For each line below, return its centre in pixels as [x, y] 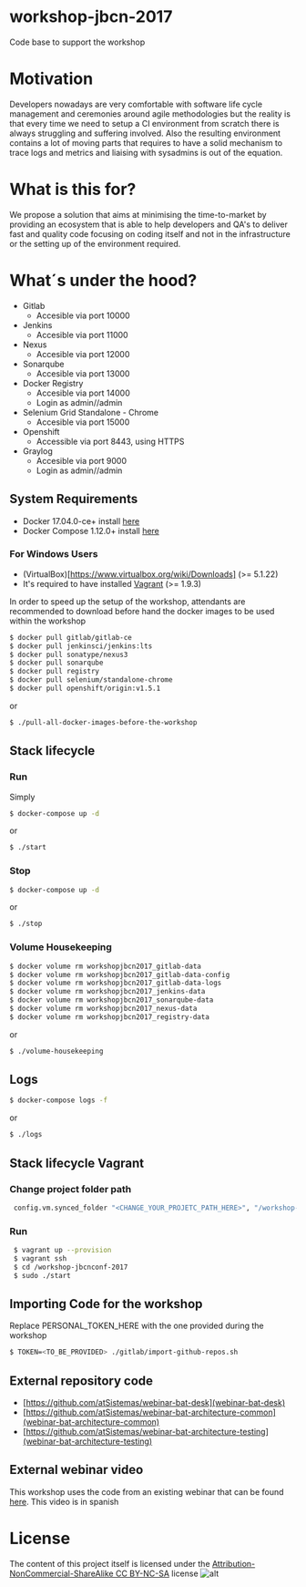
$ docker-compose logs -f [58, 1100]
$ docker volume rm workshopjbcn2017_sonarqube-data [112, 1000]
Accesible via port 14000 [83, 393]
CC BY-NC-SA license [157, 1573]
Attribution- [234, 1563]
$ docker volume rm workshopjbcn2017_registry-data [109, 1017]
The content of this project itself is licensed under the [110, 1563]
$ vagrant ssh [40, 1258]
